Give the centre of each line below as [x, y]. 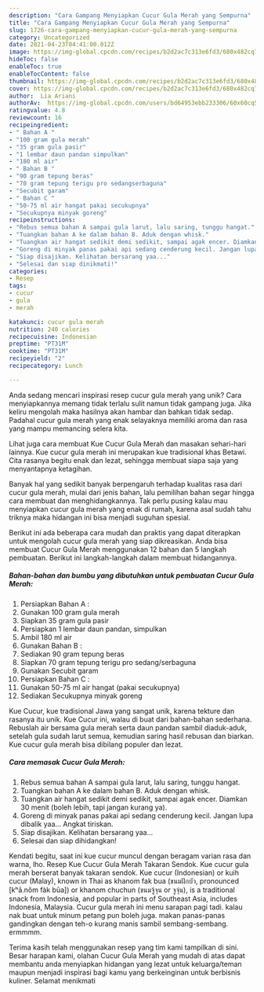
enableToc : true [35, 67]
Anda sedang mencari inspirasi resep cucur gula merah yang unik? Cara [125, 395]
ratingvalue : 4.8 [37, 111]
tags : [18, 286]
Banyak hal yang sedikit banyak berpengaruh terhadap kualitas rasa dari [125, 483]
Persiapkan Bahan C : [55, 679]
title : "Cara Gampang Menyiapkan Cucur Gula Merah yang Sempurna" [119, 23]
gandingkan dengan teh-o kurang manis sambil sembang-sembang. [119, 924]
